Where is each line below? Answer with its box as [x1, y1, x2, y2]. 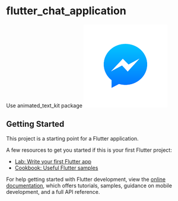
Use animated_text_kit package [6, 102, 83, 109]
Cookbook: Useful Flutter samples [14, 164, 98, 171]
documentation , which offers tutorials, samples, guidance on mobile [6, 182, 172, 189]
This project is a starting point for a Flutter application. [6, 135, 139, 142]
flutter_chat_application [6, 4, 126, 18]
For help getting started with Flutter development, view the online [6, 176, 166, 183]
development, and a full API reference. [6, 188, 100, 195]
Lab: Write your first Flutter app [14, 158, 92, 165]
